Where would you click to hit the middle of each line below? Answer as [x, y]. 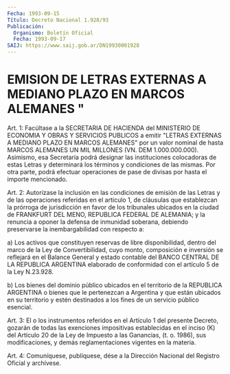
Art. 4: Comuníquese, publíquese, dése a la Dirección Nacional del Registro [113, 355]
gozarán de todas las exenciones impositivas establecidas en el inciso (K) [111, 327]
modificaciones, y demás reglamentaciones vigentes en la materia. [102, 342]
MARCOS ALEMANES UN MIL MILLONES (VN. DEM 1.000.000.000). [103, 149]
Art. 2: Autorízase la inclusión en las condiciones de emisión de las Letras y [114, 192]
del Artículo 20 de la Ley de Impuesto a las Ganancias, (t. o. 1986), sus [107, 335]
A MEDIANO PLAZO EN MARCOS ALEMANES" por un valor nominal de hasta [115, 143]
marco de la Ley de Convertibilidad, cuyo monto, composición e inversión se [115, 249]
